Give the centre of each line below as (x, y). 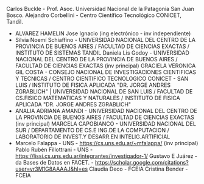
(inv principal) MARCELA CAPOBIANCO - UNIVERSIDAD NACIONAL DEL (106, 124)
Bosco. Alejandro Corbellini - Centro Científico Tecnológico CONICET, (94, 15)
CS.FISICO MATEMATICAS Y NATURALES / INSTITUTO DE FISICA (98, 98)
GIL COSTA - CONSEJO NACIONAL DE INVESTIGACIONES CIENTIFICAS (106, 72)
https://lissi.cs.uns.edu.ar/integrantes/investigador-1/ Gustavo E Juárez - (106, 156)
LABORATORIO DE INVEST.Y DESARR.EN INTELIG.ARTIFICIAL (93, 137)
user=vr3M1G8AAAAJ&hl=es (51, 169)
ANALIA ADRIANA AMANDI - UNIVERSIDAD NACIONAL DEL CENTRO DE (106, 111)
